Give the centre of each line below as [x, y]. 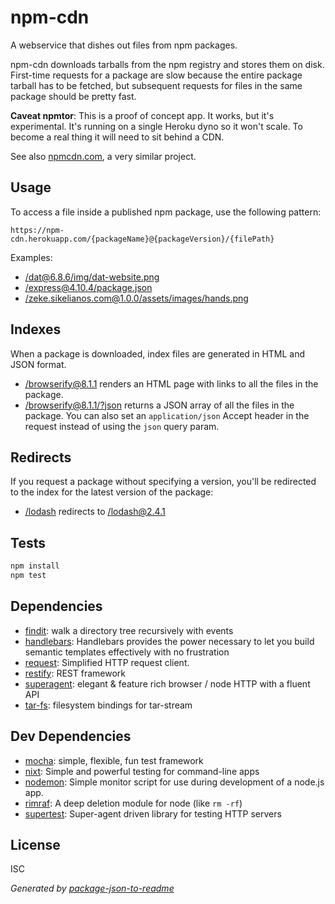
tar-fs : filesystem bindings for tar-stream [108, 705]
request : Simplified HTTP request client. [107, 662]
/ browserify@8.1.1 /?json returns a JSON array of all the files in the [159, 405]
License [35, 844]
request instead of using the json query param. [122, 426]
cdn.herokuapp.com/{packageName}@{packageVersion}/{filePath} [142, 239]
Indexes [36, 329]
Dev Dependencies [71, 736]
